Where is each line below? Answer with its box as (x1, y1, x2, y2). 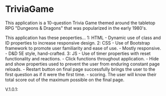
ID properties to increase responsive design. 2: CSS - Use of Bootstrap (5, 40, 150, 46)
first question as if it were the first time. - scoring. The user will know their (5, 71, 157, 77)
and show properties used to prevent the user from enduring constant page (5, 61, 160, 67)
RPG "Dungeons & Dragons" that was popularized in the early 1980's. (5, 25, 148, 31)
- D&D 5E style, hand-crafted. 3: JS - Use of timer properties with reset (5, 50, 151, 56)
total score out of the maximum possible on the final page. (5, 77, 125, 83)
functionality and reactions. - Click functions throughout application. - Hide (5, 55, 159, 61)
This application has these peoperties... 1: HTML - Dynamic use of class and (5, 35, 161, 41)
